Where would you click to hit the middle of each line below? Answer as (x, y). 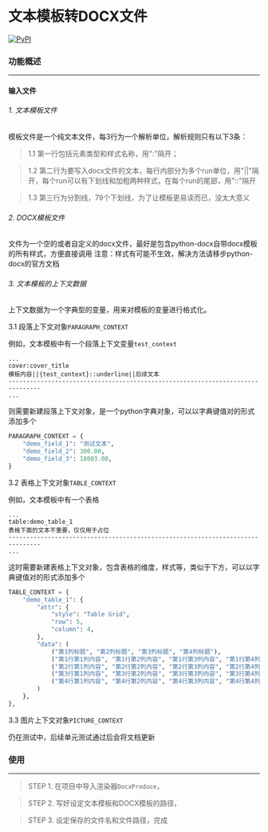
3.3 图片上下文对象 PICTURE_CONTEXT (66, 720)
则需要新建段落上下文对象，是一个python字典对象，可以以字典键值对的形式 (132, 411)
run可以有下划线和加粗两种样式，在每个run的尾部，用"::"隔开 (156, 181)
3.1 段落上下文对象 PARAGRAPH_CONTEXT (69, 327)
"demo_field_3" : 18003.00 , (67, 459)
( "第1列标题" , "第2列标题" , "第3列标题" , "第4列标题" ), (136, 652)
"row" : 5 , (67, 622)
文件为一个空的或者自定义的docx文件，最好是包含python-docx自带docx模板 (133, 244)
